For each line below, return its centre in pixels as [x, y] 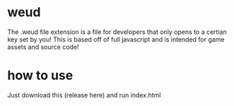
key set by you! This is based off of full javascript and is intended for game [116, 39]
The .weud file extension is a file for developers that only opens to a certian [117, 32]
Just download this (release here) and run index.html [84, 95]
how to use [40, 76]
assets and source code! [43, 47]
